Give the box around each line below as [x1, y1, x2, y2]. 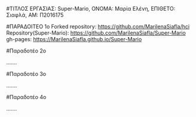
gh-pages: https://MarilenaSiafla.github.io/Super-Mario [6, 36, 142, 42]
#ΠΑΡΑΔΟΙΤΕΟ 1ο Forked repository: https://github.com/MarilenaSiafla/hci [6, 23, 190, 30]
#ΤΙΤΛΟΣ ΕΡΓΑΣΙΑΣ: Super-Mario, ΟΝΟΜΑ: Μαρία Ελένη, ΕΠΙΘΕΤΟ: [6, 5, 176, 12]
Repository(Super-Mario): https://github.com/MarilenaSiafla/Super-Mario [6, 29, 186, 36]
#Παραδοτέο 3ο [6, 70, 47, 77]
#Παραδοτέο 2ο [6, 47, 47, 54]
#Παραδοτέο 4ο [6, 94, 47, 100]
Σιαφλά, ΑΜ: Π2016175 [6, 11, 64, 19]
